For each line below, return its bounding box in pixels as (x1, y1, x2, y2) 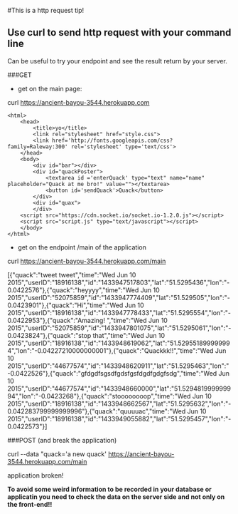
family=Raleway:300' (7, 143, 69, 150)
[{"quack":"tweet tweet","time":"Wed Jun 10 (7, 270, 136, 279)
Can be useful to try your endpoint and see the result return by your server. (7, 56, 227, 65)
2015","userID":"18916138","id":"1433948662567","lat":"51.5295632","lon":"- (7, 399, 232, 408)
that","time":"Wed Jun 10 (92, 331, 166, 339)
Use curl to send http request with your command (7, 26, 232, 38)
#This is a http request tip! (7, 6, 85, 14)
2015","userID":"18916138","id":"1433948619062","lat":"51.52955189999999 (7, 339, 230, 347)
